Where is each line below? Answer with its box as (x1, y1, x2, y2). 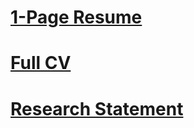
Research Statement (10, 97, 184, 120)
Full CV (10, 52, 72, 75)
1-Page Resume (10, 6, 143, 29)
